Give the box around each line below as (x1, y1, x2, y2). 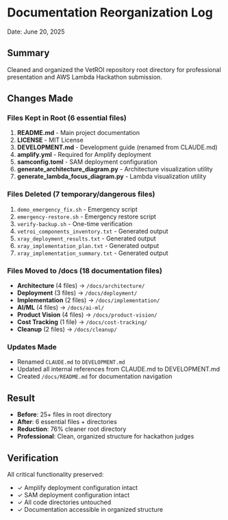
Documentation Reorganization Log (7, 5, 214, 21)
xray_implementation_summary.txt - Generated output (16, 249, 169, 257)
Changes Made (7, 92, 73, 104)
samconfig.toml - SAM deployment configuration (16, 158, 157, 166)
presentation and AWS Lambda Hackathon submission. (7, 73, 162, 81)
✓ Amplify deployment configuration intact (16, 483, 138, 491)
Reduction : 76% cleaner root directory (16, 425, 127, 433)
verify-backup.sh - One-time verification (16, 219, 133, 227)
